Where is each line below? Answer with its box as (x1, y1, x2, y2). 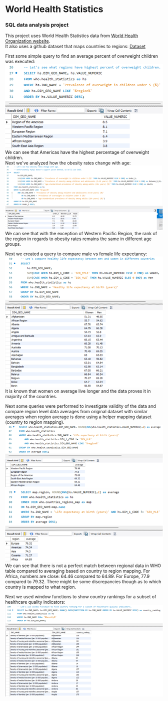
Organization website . (5, 38, 50, 44)
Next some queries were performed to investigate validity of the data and (5, 403, 156, 409)
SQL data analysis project (5, 22, 69, 29)
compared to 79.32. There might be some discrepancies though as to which (5, 578, 161, 585)
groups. (5, 241, 21, 247)
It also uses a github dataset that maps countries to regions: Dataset (5, 44, 146, 50)
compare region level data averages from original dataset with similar (5, 408, 148, 414)
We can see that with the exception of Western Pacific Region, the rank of (5, 230, 157, 236)
